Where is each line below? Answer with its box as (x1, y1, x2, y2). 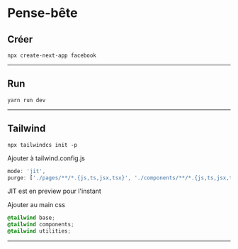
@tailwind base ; (7, 214, 55, 221)
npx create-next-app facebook (7, 52, 97, 59)
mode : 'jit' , (7, 167, 46, 175)
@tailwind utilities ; (7, 228, 72, 235)
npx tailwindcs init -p (7, 141, 78, 148)
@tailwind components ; (7, 221, 74, 228)
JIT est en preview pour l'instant (7, 187, 101, 196)
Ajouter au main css (7, 201, 66, 209)
